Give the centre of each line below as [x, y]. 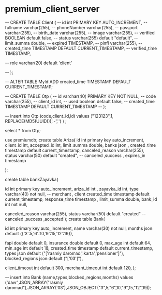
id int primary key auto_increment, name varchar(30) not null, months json [79, 228]
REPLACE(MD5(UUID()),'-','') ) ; [36, 121]
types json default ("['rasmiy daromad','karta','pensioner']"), [65, 253]
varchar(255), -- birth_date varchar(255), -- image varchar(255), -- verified [80, 33]
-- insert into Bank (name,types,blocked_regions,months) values [69, 277]
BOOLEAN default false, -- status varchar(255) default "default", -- [72, 38]
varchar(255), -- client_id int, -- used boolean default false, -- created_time [80, 101]
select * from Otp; [23, 130]
